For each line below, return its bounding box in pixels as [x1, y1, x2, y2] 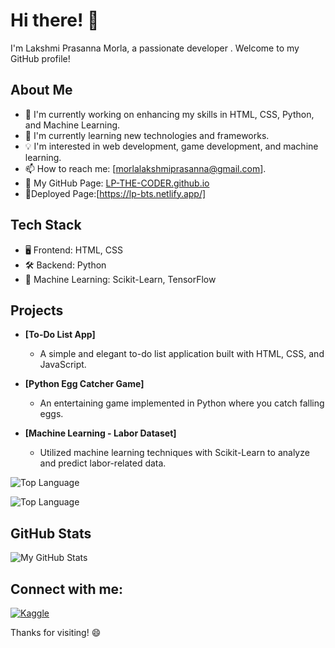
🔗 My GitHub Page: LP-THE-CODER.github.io [24, 177, 210, 189]
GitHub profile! [10, 52, 71, 64]
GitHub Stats [10, 525, 92, 542]
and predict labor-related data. [39, 457, 167, 469]
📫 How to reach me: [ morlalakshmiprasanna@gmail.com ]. [24, 162, 267, 174]
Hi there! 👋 [10, 9, 100, 32]
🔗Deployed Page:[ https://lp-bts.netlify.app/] [24, 187, 207, 199]
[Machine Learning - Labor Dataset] [24, 427, 177, 439]
